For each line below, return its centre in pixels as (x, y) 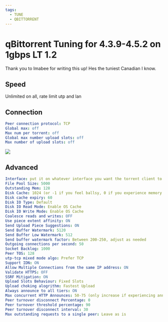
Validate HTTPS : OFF (27, 272)
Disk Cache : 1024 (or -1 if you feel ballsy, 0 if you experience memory (84, 193)
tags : (11, 10)
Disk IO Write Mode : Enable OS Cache (44, 212)
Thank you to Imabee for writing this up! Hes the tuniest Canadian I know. (81, 69)
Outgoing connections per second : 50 (44, 244)
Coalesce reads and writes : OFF (39, 216)
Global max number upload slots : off (44, 138)
